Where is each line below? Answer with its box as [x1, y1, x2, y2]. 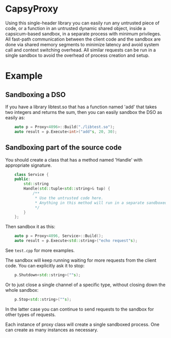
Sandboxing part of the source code [5, 143, 122, 152]
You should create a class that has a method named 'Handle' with [5, 157, 143, 163]
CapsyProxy [5, 3, 59, 15]
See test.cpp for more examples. [5, 248, 75, 253]
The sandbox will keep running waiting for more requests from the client [5, 257, 157, 263]
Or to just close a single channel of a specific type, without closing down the [5, 282, 166, 288]
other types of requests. [5, 311, 56, 318]
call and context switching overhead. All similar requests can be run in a [5, 47, 156, 53]
